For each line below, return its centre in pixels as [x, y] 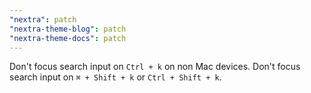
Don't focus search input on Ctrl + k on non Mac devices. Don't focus [155, 67]
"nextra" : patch [43, 19]
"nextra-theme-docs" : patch [68, 38]
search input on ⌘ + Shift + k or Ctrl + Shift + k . [115, 77]
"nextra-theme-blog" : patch [68, 29]
